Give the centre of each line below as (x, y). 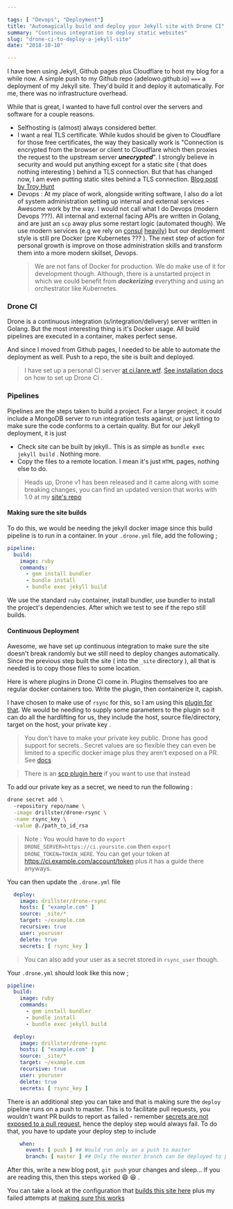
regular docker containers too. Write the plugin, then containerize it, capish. (115, 689)
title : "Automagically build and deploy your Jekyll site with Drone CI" (116, 26)
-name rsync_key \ (40, 819)
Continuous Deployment (43, 631)
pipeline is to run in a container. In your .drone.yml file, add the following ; (112, 535)
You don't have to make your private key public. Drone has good (116, 738)
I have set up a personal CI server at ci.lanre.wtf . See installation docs (123, 370)
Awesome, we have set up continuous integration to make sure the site (108, 646)
